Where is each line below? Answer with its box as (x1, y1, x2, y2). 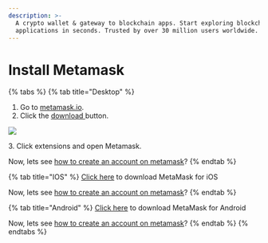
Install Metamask (8, 61, 125, 79)
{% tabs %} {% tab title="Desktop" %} (8, 87, 135, 96)
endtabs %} (8, 227, 48, 237)
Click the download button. (19, 111, 109, 120)
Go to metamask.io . (19, 103, 85, 112)
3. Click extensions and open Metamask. (8, 141, 142, 151)
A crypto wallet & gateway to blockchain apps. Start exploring (15, 19, 234, 27)
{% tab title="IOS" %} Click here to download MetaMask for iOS (8, 172, 219, 182)
